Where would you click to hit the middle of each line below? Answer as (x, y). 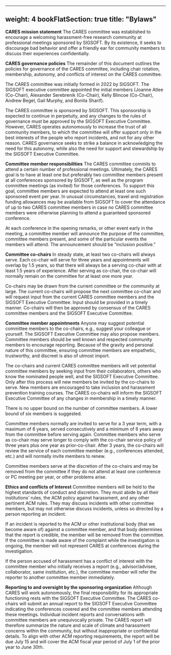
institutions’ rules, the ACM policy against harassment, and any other (77, 497)
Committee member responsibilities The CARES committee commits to (81, 164)
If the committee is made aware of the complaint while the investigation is (82, 540)
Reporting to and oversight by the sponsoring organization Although (79, 587)
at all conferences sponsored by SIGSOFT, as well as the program (74, 180)
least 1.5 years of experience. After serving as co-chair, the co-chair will (81, 270)
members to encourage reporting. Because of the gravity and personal (79, 345)
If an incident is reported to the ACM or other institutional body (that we (80, 524)
